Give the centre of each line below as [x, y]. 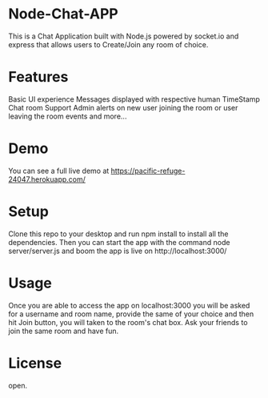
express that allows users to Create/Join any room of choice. [108, 44]
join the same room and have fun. [64, 331]
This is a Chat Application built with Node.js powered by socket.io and [124, 36]
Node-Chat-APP [63, 14]
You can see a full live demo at [59, 171]
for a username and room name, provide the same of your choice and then [131, 314]
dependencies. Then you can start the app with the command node [119, 242]
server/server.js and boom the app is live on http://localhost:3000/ [118, 251]
